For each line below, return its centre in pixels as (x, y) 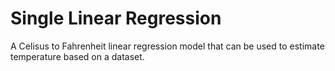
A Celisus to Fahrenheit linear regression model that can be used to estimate (167, 46)
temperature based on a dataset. (77, 56)
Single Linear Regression (116, 18)
